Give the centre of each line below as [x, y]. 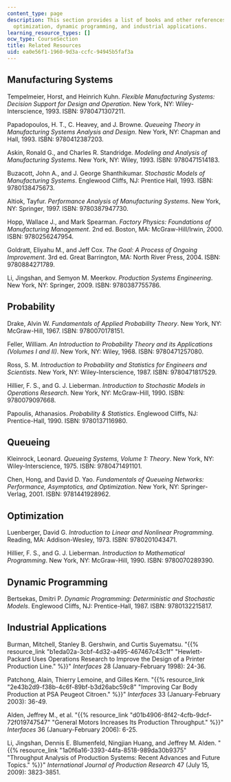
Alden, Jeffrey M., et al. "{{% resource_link [68, 714]
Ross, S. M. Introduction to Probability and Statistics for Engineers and [107, 364]
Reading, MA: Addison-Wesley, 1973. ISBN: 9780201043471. [92, 540]
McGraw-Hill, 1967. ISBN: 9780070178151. [66, 331]
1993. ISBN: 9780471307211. [86, 111]
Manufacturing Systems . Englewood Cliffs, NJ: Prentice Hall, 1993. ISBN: [110, 181]
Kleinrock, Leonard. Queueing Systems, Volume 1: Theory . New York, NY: [111, 459]
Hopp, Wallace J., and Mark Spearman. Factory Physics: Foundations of [109, 222]
